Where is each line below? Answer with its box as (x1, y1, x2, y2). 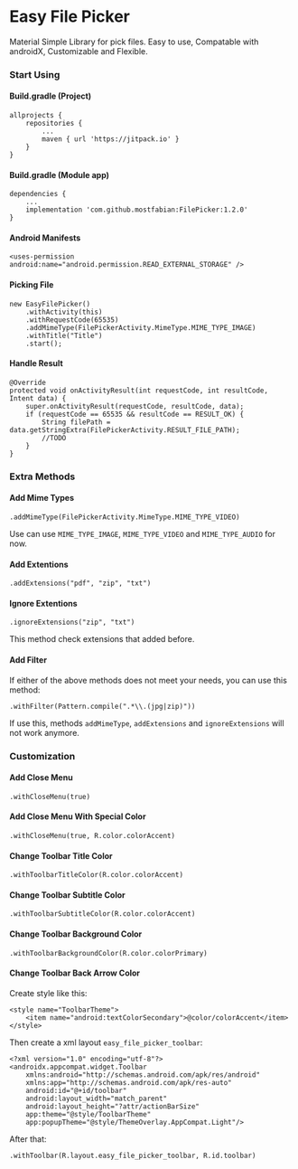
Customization (9, 749, 76, 762)
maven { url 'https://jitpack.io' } (42, 135, 180, 144)
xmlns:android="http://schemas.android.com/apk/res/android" (25, 1070, 260, 1079)
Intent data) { (9, 393, 67, 403)
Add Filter (9, 655, 48, 665)
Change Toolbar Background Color (9, 929, 143, 939)
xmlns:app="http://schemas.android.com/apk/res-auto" (25, 1078, 232, 1087)
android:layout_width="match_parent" (25, 1094, 168, 1103)
